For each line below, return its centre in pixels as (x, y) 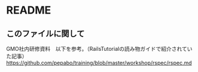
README (29, 10)
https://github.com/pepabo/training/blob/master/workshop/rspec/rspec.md (99, 63)
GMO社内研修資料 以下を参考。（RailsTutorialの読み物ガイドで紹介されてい (99, 49)
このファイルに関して (45, 33)
